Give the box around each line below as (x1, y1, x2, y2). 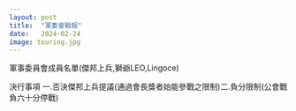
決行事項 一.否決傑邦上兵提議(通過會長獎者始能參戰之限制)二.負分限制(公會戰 (9, 81, 288, 92)
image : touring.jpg (9, 37, 81, 47)
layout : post (9, 12, 57, 22)
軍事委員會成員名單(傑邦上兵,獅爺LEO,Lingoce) (9, 63, 179, 73)
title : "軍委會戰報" (9, 21, 82, 30)
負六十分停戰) (9, 92, 59, 103)
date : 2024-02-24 (9, 29, 81, 38)
